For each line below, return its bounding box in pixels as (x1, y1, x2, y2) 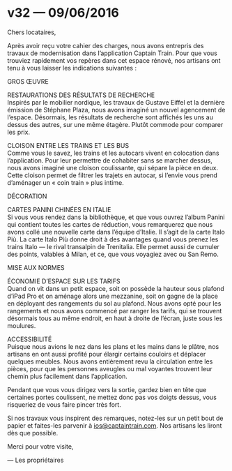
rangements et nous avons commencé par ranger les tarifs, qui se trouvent (7, 306, 222, 315)
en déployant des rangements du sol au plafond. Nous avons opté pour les (7, 299, 222, 308)
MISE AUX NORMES (7, 263, 65, 271)
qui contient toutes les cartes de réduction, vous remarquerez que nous (7, 220, 213, 228)
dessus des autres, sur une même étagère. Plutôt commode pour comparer (7, 120, 224, 128)
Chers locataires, (7, 28, 56, 36)
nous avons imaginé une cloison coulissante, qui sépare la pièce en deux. (7, 163, 219, 172)
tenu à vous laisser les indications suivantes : (7, 63, 137, 72)
